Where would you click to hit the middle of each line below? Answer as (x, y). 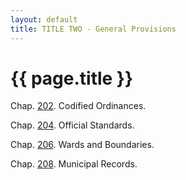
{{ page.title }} (72, 78)
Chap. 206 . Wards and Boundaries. (82, 145)
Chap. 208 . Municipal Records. (74, 164)
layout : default (44, 19)
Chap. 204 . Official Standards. (72, 125)
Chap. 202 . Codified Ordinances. (78, 106)
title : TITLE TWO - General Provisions (93, 29)
